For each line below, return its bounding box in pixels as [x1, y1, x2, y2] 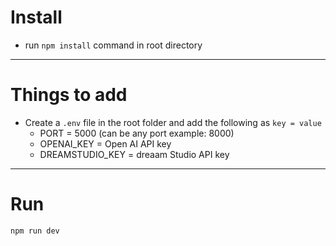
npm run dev [10, 226, 60, 236]
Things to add [10, 84, 128, 106]
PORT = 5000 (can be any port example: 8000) [39, 127, 235, 139]
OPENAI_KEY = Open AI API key [39, 137, 172, 150]
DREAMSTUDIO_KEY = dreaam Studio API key [39, 148, 230, 160]
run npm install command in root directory [24, 39, 203, 51]
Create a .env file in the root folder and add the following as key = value [24, 116, 322, 128]
